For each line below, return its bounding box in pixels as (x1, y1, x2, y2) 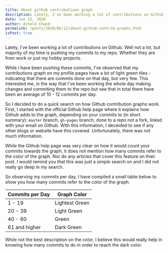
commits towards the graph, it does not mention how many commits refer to (5, 148, 161, 154)
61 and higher (7, 224, 41, 230)
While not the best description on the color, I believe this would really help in (5, 236, 162, 242)
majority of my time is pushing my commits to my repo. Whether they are (5, 50, 155, 56)
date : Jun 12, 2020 (5, 17, 46, 22)
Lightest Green (54, 199, 90, 206)
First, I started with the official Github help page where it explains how (5, 106, 149, 112)
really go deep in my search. (5, 164, 64, 170)
